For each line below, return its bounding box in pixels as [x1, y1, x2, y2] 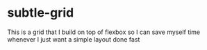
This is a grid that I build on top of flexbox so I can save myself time [7, 28, 201, 36]
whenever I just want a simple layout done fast [7, 35, 140, 43]
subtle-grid [7, 5, 74, 21]
